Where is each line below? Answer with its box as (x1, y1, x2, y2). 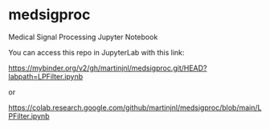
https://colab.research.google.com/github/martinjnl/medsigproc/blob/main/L (8, 103, 262, 112)
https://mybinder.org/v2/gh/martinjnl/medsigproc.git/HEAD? (8, 62, 207, 73)
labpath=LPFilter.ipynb (8, 71, 84, 81)
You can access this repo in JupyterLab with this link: (8, 47, 185, 57)
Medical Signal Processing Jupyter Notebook (8, 32, 158, 42)
